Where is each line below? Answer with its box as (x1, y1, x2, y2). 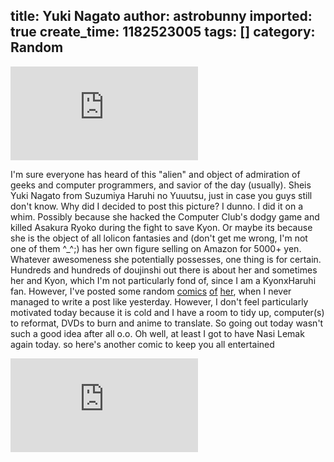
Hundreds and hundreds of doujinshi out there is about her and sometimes (10, 264, 318, 276)
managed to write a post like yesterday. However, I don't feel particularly (10, 295, 309, 308)
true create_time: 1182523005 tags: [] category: (10, 24, 316, 41)
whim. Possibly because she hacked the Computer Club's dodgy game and (10, 210, 320, 223)
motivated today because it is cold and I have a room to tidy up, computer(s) (10, 306, 325, 318)
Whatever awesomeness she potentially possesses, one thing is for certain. (10, 253, 322, 265)
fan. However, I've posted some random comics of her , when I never (10, 285, 292, 297)
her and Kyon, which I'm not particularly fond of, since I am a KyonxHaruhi (10, 274, 317, 286)
